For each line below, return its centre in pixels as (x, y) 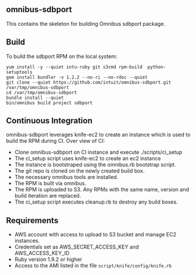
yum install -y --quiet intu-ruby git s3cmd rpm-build (74, 67)
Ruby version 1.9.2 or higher (48, 259)
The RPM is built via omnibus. (50, 183)
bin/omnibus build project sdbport (49, 103)
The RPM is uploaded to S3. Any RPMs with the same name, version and (102, 190)
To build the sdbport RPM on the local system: (62, 56)
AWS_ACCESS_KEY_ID (42, 253)
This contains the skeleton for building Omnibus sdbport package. (86, 23)
